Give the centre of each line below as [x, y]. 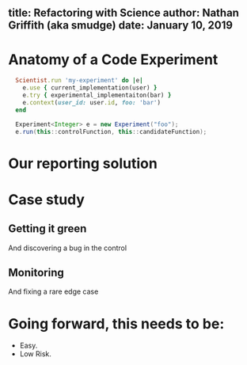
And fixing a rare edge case [53, 291]
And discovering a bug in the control [68, 248]
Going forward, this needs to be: [116, 323]
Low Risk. [35, 354]
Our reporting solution [83, 163]
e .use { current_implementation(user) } [90, 88]
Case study [47, 199]
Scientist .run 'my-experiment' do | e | [80, 81]
